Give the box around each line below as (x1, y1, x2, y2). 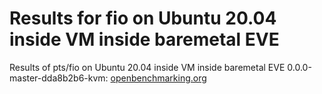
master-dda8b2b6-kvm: (9, 72, 109, 84)
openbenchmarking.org (110, 72, 207, 84)
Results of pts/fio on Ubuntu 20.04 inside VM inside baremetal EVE (9, 61, 286, 73)
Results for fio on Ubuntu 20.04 (9, 7, 277, 30)
